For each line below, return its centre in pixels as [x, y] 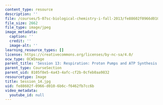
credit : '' [20, 41]
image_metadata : [21, 32]
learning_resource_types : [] [34, 50]
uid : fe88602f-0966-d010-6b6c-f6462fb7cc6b [50, 86]
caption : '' [22, 37]
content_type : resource [29, 9]
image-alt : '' [24, 45]
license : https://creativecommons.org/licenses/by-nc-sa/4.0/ [69, 54]
